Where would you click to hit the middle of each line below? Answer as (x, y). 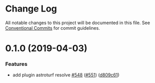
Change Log (31, 9)
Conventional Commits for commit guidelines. (53, 28)
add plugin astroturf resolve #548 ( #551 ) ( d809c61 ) (66, 75)
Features (16, 64)
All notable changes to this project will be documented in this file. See (78, 23)
